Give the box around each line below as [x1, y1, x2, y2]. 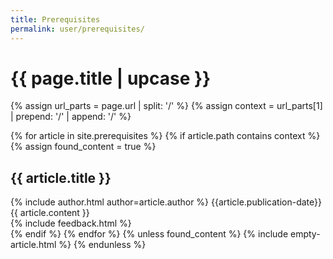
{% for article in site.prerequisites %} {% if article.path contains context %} [10, 130, 321, 142]
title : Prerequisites [10, 14, 101, 25]
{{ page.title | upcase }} [10, 67, 212, 90]
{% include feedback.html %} [10, 217, 132, 230]
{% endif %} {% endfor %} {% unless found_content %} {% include [10, 228, 289, 240]
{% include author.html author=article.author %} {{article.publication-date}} [10, 196, 322, 208]
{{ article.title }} [10, 169, 112, 186]
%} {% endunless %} [58, 239, 147, 251]
